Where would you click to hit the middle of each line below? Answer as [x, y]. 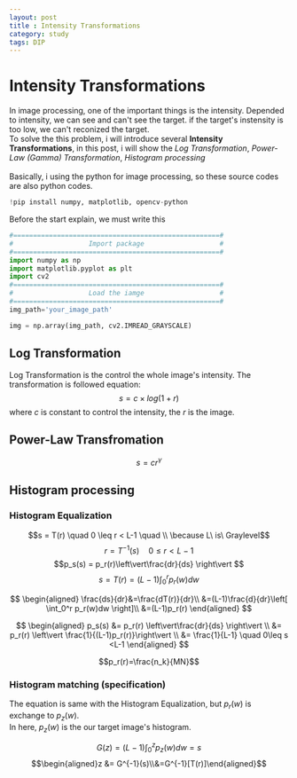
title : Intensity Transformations [75, 26]
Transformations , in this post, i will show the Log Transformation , [129, 148]
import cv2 [29, 277]
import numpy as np [45, 260]
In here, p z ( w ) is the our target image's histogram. [101, 728]
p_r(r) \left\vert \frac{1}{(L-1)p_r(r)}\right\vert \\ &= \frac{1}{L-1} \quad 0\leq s [149, 634]
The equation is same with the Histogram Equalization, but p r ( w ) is [130, 704]
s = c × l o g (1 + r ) [149, 398]
